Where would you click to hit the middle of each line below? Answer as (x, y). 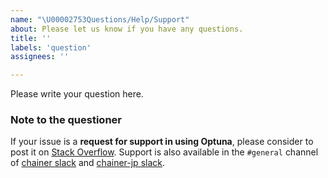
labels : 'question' (51, 47)
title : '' (31, 38)
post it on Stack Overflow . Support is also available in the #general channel (164, 152)
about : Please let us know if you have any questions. (127, 29)
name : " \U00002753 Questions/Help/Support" (100, 19)
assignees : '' (40, 57)
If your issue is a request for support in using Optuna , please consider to (162, 142)
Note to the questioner (66, 120)
